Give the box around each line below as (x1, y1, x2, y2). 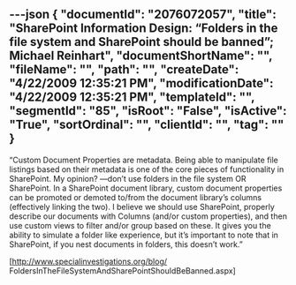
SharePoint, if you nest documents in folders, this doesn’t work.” (9, 238, 243, 250)
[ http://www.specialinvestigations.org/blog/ (9, 256, 168, 266)
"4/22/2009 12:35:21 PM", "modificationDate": (9, 76, 274, 91)
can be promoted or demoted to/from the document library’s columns (9, 191, 262, 202)
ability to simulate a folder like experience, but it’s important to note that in (9, 229, 278, 240)
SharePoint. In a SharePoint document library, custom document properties (9, 183, 283, 193)
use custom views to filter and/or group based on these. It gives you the (9, 220, 271, 230)
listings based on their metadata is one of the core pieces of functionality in (9, 163, 285, 175)
